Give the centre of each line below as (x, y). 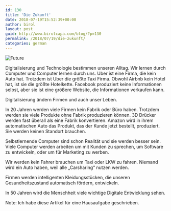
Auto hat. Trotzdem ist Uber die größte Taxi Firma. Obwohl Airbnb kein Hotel (86, 79)
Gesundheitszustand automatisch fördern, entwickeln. (62, 183)
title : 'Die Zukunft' (28, 15)
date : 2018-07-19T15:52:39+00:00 (41, 19)
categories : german (26, 44)
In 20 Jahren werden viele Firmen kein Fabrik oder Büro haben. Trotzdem (82, 109)
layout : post (19, 29)
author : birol (20, 24)
